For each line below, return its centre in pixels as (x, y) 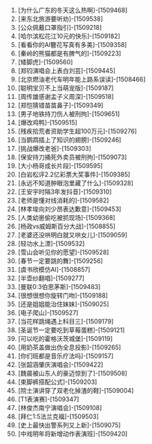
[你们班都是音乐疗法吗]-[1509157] (66, 356)
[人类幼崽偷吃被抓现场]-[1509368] (67, 218)
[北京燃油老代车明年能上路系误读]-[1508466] (82, 79)
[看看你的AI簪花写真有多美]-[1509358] (72, 45)
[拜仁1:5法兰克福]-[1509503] (58, 416)
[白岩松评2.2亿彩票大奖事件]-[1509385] (74, 174)
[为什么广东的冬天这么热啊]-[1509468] (73, 10)
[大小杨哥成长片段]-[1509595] (60, 166)
